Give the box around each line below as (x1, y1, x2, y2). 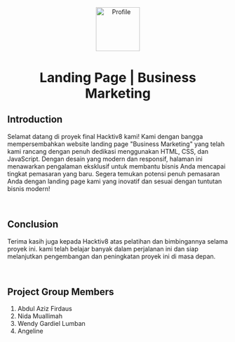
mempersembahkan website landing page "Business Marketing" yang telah (7, 140, 225, 148)
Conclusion (7, 218, 59, 230)
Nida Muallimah (17, 312, 63, 320)
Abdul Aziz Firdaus (17, 305, 72, 313)
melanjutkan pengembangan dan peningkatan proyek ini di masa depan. (7, 252, 216, 261)
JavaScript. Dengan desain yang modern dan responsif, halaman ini (7, 154, 203, 163)
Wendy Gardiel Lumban (17, 320, 86, 328)
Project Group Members (7, 286, 114, 298)
